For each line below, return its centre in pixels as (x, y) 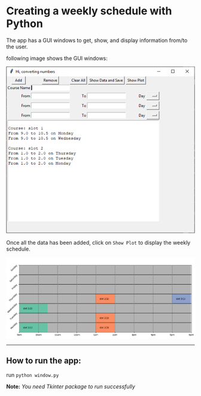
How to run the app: (44, 361)
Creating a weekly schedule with (89, 11)
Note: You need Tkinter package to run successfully (71, 386)
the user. (17, 47)
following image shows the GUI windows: (57, 58)
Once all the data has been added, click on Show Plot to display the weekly (98, 243)
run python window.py (33, 375)
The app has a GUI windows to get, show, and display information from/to (97, 40)
